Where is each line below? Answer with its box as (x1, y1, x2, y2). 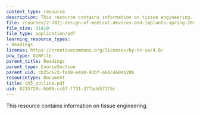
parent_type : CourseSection (6, 63, 76, 70)
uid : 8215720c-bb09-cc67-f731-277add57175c (6, 86, 116, 92)
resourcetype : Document (6, 75, 65, 81)
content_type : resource (6, 8, 65, 15)
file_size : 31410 (6, 25, 49, 31)
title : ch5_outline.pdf (6, 81, 65, 87)
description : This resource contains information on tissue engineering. (6, 14, 193, 20)
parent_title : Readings (6, 58, 65, 64)
